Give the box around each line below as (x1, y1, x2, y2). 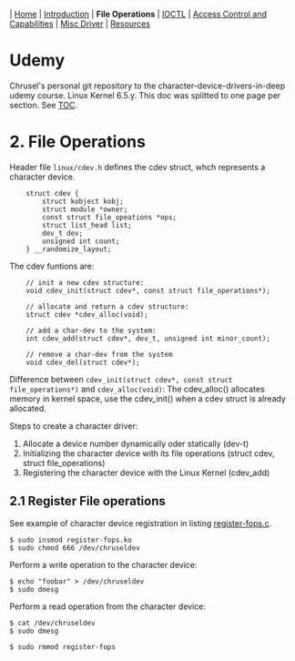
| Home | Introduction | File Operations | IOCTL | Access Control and (9, 9, 267, 19)
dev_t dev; (42, 229, 84, 238)
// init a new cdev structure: (25, 278, 145, 287)
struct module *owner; (42, 205, 128, 214)
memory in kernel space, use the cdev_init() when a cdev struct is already (9, 392, 287, 404)
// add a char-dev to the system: (25, 326, 157, 335)
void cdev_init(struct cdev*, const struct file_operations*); (25, 286, 271, 295)
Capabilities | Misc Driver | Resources (9, 18, 150, 29)
